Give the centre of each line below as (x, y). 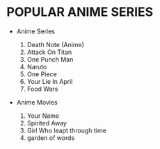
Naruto (37, 67)
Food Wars (42, 89)
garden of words (51, 138)
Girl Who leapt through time (67, 130)
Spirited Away (47, 123)
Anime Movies (37, 102)
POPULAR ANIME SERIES (80, 12)
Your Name (43, 116)
